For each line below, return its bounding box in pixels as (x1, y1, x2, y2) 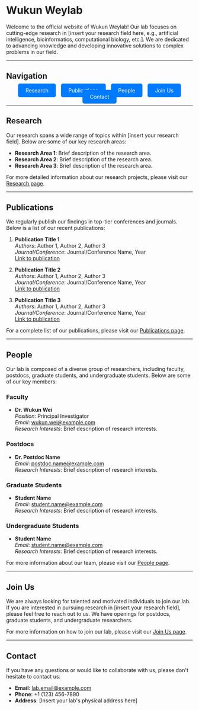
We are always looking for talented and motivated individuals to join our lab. (6, 598, 191, 605)
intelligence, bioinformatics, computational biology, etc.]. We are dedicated (6, 36, 190, 43)
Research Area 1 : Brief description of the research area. (14, 149, 152, 156)
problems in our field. (6, 48, 58, 55)
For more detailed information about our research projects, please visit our (6, 173, 188, 181)
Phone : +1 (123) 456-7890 (14, 691, 80, 698)
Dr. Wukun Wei (14, 407, 53, 414)
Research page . (6, 180, 45, 187)
